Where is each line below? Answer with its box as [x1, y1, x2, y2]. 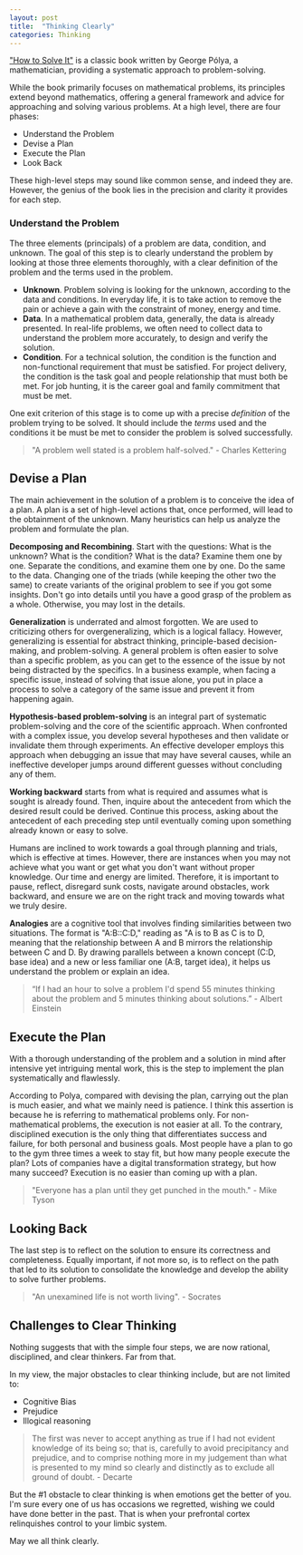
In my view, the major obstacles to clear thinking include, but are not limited [9, 1368, 291, 1379]
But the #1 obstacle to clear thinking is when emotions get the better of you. [9, 1489, 292, 1500]
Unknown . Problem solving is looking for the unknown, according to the [22, 284, 291, 295]
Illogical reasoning [22, 1415, 91, 1426]
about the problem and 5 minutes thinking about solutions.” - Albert [31, 994, 283, 1005]
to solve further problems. [9, 1274, 107, 1285]
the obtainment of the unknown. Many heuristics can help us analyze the [9, 514, 280, 525]
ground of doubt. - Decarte [31, 1471, 133, 1482]
